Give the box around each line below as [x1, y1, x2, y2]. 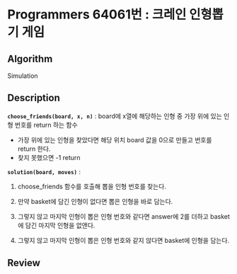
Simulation [7, 72, 38, 80]
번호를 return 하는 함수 [14, 120, 78, 129]
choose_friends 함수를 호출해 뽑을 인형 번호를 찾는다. [17, 182, 166, 190]
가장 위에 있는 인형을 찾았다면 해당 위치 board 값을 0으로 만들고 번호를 [17, 135, 212, 144]
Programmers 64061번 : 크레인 [7, 6, 187, 23]
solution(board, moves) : [7, 167, 81, 176]
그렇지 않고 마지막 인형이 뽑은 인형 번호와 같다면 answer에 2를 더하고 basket [17, 212, 230, 220]
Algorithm [7, 52, 53, 64]
